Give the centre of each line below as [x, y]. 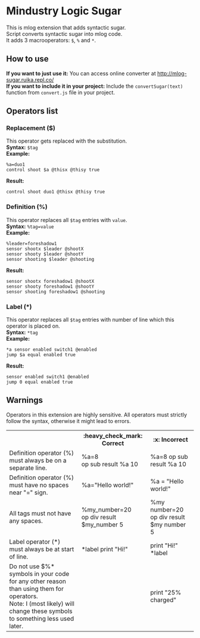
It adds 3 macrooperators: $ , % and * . [51, 40]
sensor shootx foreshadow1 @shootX [50, 281]
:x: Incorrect [171, 439]
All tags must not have [40, 513]
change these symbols [41, 611]
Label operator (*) [35, 541]
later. [16, 626]
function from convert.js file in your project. [60, 92]
